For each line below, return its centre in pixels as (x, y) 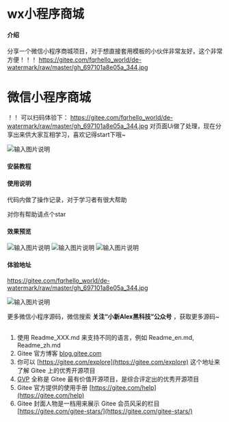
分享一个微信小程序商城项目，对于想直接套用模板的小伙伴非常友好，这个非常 (115, 51)
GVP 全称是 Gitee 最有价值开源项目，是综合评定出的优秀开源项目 (108, 379)
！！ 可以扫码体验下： (38, 118)
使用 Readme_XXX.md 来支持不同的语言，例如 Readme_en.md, (106, 337)
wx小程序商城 (46, 14)
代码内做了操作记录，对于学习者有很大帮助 (67, 200)
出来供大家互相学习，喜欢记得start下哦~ (69, 135)
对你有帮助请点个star (37, 214)
